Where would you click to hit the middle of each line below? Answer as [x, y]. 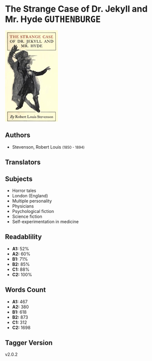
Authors [18, 135]
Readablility [24, 237]
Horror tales [24, 190]
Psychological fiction [33, 211]
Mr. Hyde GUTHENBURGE [53, 19]
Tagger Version [29, 343]
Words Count [25, 290]
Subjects [19, 179]
